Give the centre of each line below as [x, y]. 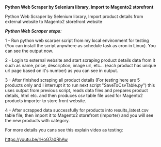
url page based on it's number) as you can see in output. [62, 71]
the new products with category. [38, 120]
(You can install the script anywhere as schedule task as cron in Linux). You [80, 46]
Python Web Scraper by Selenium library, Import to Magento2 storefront [79, 7]
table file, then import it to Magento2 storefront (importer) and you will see [79, 115]
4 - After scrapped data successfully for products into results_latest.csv [77, 110]
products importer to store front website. [46, 101]
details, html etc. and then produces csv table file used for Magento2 [74, 95]
